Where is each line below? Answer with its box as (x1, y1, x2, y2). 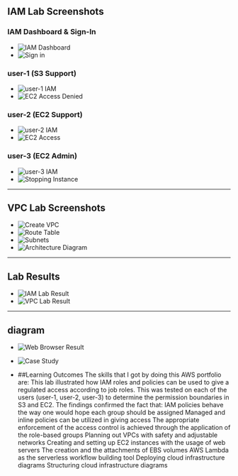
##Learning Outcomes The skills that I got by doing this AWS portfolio (17, 370, 222, 379)
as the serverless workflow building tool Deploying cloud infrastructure (17, 453, 225, 462)
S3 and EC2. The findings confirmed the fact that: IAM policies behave (17, 401, 224, 409)
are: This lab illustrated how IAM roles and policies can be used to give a (17, 378, 229, 387)
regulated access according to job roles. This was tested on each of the (17, 386, 227, 394)
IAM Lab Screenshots (7, 6, 104, 18)
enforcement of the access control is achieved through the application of (17, 424, 231, 432)
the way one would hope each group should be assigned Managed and (17, 408, 225, 417)
